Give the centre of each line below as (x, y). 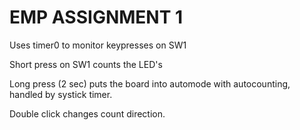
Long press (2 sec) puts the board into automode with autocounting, (150, 83)
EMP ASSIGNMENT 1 (96, 17)
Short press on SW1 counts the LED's (86, 64)
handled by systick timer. (61, 94)
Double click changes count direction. (87, 113)
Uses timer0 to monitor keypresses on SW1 (98, 45)
